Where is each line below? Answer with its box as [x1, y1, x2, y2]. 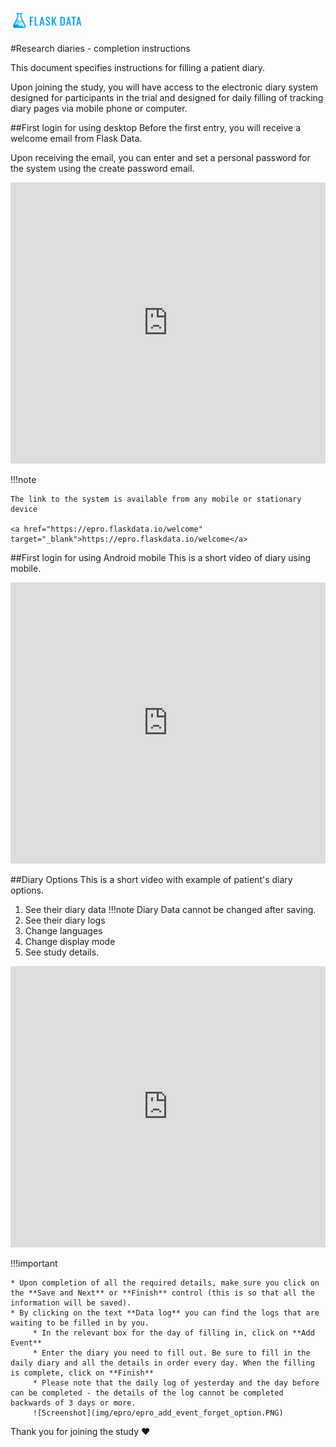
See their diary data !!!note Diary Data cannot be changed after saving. [24, 904, 317, 915]
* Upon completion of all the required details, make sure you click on [10, 1278, 320, 1288]
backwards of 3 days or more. [10, 1398, 137, 1408]
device [10, 504, 38, 514]
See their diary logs [24, 914, 106, 926]
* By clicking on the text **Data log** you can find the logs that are [10, 1308, 320, 1318]
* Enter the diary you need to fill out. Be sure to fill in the [32, 1348, 311, 1358]
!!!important [10, 1258, 58, 1269]
